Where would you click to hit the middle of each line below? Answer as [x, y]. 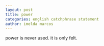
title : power [19, 14]
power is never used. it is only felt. [41, 38]
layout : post [19, 10]
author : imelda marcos [29, 24]
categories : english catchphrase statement [52, 19]
